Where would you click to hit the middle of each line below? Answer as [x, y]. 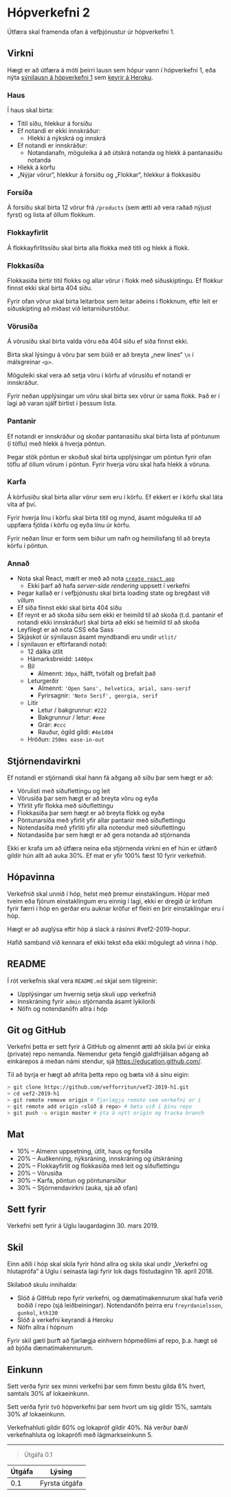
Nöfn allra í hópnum [45, 1328]
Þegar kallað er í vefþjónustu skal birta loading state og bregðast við [113, 593]
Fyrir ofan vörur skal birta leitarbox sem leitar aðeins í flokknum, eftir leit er [113, 301]
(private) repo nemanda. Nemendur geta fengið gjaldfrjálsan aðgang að [108, 1054]
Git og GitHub [37, 1030]
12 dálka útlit [45, 651]
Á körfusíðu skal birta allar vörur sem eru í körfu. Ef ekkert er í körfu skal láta [115, 496]
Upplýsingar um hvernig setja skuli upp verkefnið [87, 994]
